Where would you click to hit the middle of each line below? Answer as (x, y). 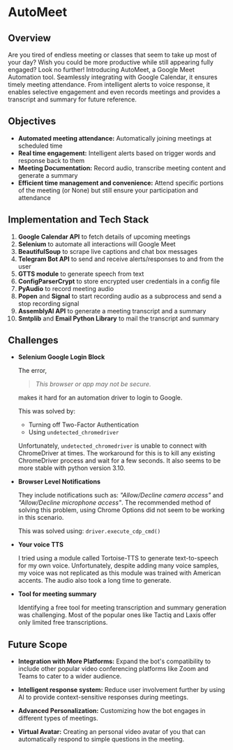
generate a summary (48, 175)
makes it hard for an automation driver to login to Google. (100, 398)
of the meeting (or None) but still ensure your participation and (108, 190)
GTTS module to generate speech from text (81, 274)
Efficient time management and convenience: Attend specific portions (121, 183)
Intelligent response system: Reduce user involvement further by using (121, 690)
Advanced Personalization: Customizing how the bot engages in (112, 711)
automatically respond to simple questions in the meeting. (101, 740)
